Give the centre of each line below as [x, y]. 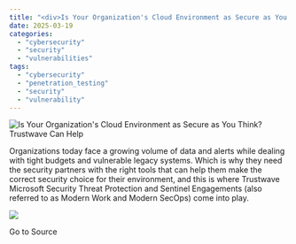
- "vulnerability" [51, 99]
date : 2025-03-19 [41, 26]
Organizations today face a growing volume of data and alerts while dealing [147, 151]
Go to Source [33, 232]
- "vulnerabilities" [55, 58]
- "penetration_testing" [63, 83]
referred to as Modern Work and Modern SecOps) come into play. [129, 198]
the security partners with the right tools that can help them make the [136, 170]
